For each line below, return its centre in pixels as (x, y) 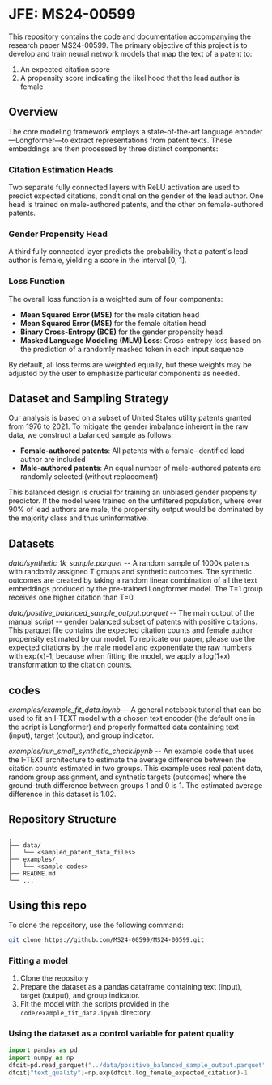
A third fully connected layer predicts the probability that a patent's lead (128, 252)
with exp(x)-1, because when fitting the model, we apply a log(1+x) (119, 656)
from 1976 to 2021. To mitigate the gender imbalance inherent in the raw (128, 426)
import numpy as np (41, 1058)
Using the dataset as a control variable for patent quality (121, 1033)
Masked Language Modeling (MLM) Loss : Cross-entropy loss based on (140, 340)
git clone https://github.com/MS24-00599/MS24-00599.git (106, 939)
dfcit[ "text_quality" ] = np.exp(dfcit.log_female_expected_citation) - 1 (128, 1073)
